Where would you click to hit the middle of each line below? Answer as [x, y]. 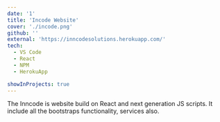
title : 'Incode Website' [43, 20]
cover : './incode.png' [40, 26]
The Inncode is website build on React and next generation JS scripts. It [110, 104]
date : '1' [22, 14]
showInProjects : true [39, 84]
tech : [15, 46]
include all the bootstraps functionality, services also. [83, 111]
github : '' [23, 33]
